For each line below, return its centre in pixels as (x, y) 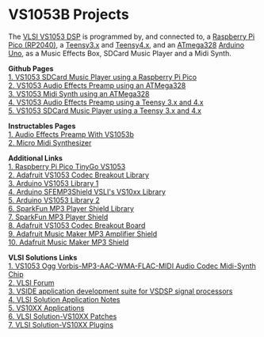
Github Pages (31, 68)
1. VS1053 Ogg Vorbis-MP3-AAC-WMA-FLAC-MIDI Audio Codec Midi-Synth (132, 266)
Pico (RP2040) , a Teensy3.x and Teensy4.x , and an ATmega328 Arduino (126, 44)
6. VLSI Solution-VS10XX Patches (63, 316)
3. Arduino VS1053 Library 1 (54, 183)
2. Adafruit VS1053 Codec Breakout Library (78, 175)
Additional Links (36, 158)
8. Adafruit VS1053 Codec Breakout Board (77, 225)
